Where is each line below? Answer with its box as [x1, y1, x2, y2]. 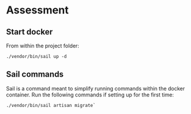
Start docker [6, 27, 53, 37]
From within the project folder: [6, 42, 79, 49]
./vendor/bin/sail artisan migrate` [6, 102, 96, 108]
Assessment [6, 4, 69, 17]
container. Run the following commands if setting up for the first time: [6, 91, 175, 98]
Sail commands [6, 70, 64, 80]
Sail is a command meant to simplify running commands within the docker [6, 85, 185, 92]
